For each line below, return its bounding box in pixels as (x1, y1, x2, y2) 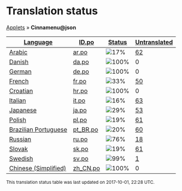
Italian (9, 96, 27, 105)
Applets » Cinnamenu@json (6, 24, 76, 31)
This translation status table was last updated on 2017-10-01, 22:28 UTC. (6, 179, 155, 185)
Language (23, 37, 53, 46)
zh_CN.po (73, 164, 101, 172)
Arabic (9, 48, 28, 56)
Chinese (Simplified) (9, 164, 67, 172)
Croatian (9, 86, 33, 95)
